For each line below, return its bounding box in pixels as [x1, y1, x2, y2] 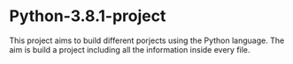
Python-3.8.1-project [9, 6, 166, 26]
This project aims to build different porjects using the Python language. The [9, 35, 285, 46]
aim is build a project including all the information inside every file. [9, 44, 251, 54]
